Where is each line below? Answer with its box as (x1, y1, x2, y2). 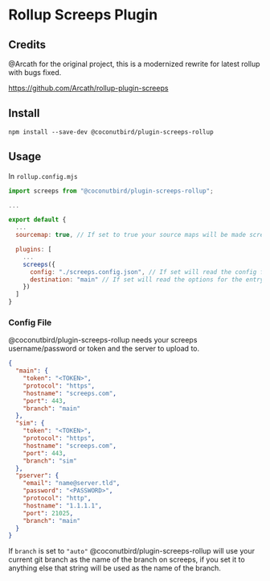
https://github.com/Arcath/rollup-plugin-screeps (8, 83, 169, 93)
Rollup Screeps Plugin (8, 6, 158, 24)
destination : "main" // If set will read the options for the (29, 276, 243, 284)
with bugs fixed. (8, 68, 62, 77)
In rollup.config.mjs (8, 171, 78, 181)
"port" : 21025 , (22, 509, 74, 517)
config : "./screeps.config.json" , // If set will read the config (29, 268, 257, 276)
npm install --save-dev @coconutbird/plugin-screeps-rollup (8, 127, 215, 136)
